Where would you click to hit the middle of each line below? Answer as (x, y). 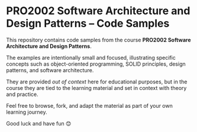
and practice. (22, 94)
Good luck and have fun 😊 (39, 123)
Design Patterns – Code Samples (88, 23)
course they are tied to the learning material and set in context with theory (96, 88)
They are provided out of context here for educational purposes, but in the (97, 82)
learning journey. (27, 112)
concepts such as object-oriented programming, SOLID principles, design (96, 64)
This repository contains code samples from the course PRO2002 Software (98, 40)
